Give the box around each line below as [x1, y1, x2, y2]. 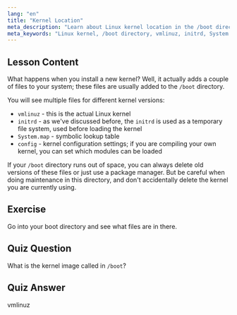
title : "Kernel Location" [7, 17, 83, 24]
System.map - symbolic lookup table [17, 132, 120, 141]
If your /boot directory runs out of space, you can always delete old [7, 161, 204, 169]
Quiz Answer [7, 282, 66, 294]
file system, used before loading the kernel [17, 125, 142, 133]
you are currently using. [7, 183, 77, 192]
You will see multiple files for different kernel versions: [7, 96, 165, 104]
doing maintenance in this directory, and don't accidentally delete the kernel [7, 175, 229, 184]
